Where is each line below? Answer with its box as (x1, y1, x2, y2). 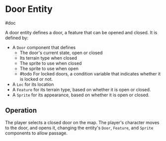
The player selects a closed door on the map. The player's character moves (5, 119, 160, 125)
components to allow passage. (5, 130, 68, 136)
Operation (5, 106, 37, 115)
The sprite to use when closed (19, 60, 82, 66)
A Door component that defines (12, 44, 76, 50)
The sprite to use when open (19, 66, 79, 71)
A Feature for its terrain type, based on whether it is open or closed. (12, 86, 151, 92)
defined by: (5, 35, 29, 41)
